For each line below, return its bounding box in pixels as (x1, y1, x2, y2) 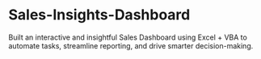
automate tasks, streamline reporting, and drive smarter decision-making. (8, 40, 254, 50)
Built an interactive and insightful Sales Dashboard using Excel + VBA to (8, 32, 248, 42)
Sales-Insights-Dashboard (8, 6, 191, 24)
